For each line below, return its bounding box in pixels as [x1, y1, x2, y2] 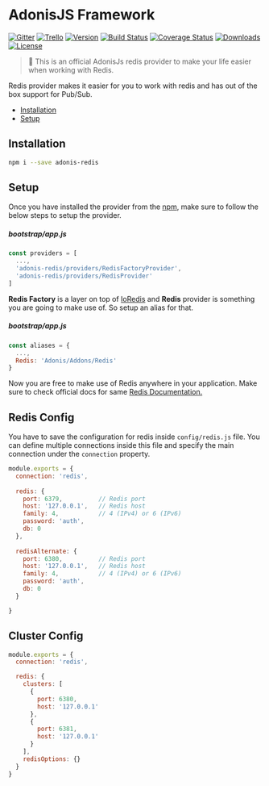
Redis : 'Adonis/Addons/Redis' [15, 357, 117, 365]
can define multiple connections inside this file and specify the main [8, 441, 234, 450]
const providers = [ [8, 249, 78, 257]
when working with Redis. [27, 65, 114, 74]
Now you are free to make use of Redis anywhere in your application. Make [8, 378, 258, 388]
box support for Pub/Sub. [8, 89, 93, 98]
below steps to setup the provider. [8, 211, 122, 220]
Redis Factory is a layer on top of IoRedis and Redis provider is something [8, 294, 255, 303]
